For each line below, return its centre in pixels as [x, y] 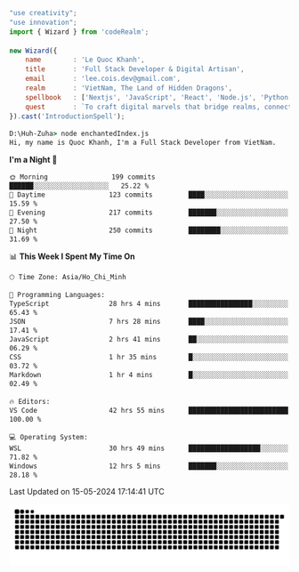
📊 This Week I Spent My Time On [72, 256]
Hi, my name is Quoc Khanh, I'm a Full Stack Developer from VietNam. [143, 143]
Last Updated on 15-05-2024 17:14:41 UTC [87, 492]
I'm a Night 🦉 [33, 160]
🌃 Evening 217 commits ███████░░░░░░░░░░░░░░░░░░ [149, 213]
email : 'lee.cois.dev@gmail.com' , [103, 79]
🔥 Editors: [30, 402]
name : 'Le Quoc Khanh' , [85, 60]
